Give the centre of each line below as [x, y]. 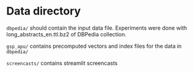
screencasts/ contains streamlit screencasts [62, 63]
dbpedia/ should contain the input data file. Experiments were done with [97, 28]
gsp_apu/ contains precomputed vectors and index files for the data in [94, 46]
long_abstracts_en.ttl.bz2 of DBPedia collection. [66, 34]
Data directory [44, 11]
